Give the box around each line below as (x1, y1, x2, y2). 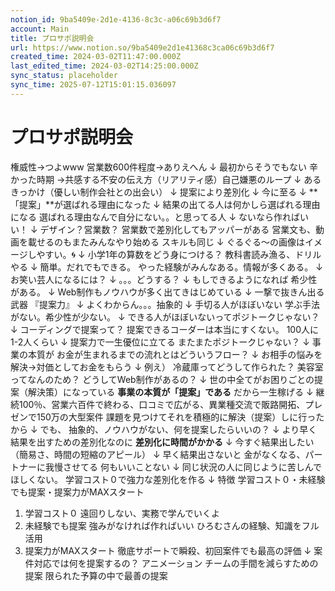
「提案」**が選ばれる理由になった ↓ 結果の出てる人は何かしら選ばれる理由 (10, 198, 321, 210)
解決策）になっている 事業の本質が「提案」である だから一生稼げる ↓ (27, 386, 314, 398)
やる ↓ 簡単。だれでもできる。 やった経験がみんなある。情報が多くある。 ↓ (10, 261, 323, 273)
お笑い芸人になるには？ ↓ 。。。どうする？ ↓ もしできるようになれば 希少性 (10, 273, 318, 285)
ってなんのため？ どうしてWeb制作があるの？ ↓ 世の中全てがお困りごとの (10, 373, 315, 385)
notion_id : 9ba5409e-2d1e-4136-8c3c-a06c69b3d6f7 (10, 14, 222, 25)
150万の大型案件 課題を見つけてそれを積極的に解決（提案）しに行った (36, 411, 325, 423)
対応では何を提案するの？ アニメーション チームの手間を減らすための (33, 557, 319, 569)
